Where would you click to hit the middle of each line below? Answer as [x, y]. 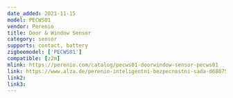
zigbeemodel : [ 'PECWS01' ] [44, 52]
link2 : [17, 78]
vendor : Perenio [31, 26]
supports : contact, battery [48, 46]
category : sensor [32, 39]
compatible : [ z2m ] [34, 59]
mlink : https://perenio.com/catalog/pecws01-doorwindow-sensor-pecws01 [113, 65]
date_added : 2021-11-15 [42, 13]
